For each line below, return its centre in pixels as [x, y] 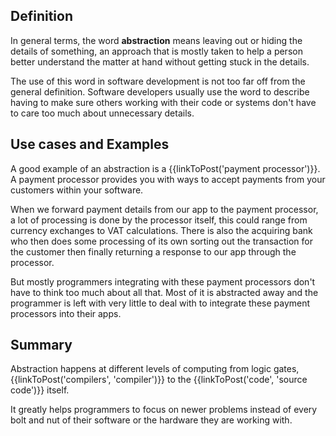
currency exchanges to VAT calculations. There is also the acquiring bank [161, 230]
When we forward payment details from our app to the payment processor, [164, 209]
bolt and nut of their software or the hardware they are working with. [151, 420]
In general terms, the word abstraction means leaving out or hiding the [156, 40]
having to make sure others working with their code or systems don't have [163, 102]
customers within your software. [77, 190]
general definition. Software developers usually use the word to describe [160, 91]
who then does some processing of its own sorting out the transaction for [161, 241]
